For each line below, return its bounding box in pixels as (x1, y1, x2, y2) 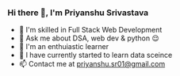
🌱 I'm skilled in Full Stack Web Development (18, 25, 163, 35)
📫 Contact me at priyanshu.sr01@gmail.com (18, 59, 166, 69)
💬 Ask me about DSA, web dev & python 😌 (18, 33, 159, 43)
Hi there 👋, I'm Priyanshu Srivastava (7, 7, 149, 18)
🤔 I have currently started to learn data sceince (18, 51, 173, 60)
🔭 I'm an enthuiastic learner (18, 42, 109, 51)
